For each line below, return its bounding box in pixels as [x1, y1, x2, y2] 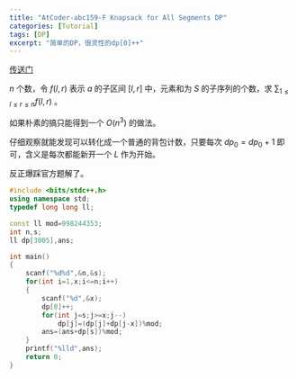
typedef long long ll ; [9, 203, 94, 212]
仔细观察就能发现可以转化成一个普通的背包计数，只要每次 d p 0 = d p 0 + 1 [9, 136, 275, 149]
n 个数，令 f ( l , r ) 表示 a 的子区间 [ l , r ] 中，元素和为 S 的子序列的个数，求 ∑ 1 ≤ [9, 83, 290, 96]
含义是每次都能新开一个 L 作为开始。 [24, 149, 160, 160]
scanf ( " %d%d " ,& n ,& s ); [25, 269, 106, 278]
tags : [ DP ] [9, 30, 50, 39]
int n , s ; [9, 227, 42, 237]
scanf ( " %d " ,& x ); [41, 293, 103, 302]
